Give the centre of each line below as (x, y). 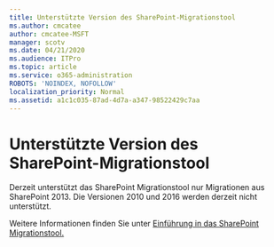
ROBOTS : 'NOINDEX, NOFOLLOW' (63, 84)
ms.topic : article (43, 68)
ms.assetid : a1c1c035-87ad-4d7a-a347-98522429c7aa (105, 100)
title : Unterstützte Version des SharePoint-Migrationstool (123, 17)
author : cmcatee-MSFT (49, 34)
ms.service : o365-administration (71, 76)
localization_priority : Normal (67, 92)
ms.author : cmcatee (45, 26)
